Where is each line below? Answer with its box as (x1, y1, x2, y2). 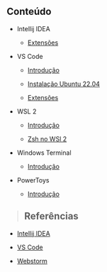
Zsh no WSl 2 (27, 134, 67, 143)
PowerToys (16, 175, 50, 184)
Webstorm (16, 256, 47, 265)
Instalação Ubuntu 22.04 (27, 80, 101, 88)
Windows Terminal (16, 148, 72, 157)
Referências (23, 210, 79, 222)
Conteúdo (6, 6, 52, 18)
